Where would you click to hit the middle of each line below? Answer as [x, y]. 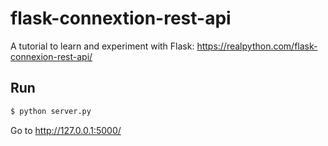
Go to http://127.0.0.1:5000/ [66, 130]
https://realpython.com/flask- [257, 46]
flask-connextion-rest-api [121, 18]
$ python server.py [51, 111]
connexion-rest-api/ [51, 56]
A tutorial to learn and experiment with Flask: [102, 46]
